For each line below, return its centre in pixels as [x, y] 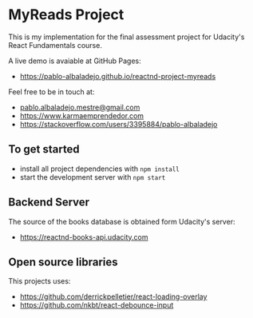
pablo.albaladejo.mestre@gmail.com [80, 107]
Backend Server [49, 203]
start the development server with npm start [93, 177]
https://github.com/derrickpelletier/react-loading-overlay [113, 296]
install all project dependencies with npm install [99, 169]
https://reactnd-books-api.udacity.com [84, 237]
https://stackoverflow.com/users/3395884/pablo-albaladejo [119, 124]
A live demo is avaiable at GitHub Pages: [75, 61]
